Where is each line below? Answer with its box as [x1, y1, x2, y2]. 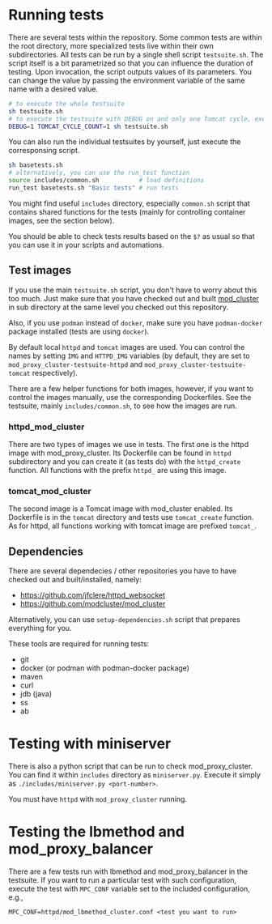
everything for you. [8, 624, 72, 633]
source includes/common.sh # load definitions [8, 177, 205, 185]
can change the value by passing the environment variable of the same [8, 75, 245, 85]
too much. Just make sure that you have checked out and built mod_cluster [8, 293, 259, 303]
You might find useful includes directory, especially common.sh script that [8, 198, 251, 208]
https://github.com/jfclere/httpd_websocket [19, 590, 166, 600]
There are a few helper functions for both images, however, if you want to [8, 383, 254, 394]
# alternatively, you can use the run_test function [8, 168, 190, 177]
